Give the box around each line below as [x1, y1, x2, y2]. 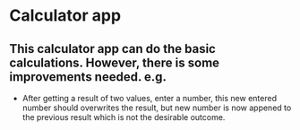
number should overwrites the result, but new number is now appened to [21, 102, 292, 113]
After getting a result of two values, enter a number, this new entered [21, 93, 278, 103]
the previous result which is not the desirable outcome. [21, 112, 226, 122]
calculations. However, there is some [9, 55, 220, 70]
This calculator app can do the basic [9, 41, 217, 56]
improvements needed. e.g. [9, 69, 167, 84]
